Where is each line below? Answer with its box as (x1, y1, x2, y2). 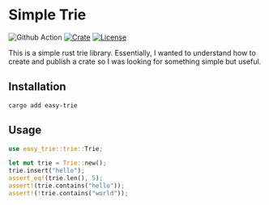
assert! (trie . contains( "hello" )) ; (8, 182, 126, 190)
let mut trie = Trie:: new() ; (8, 159, 107, 167)
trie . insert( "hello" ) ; (8, 167, 85, 175)
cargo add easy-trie (8, 101, 79, 110)
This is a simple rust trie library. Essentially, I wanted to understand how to (8, 48, 257, 57)
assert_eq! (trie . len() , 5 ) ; (8, 174, 104, 182)
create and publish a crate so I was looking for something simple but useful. (8, 56, 262, 66)
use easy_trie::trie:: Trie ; (8, 144, 104, 153)
